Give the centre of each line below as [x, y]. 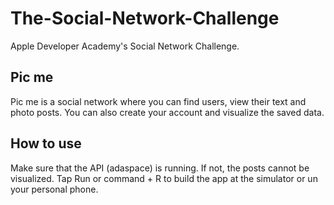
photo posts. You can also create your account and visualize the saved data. [167, 112]
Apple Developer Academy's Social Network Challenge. [125, 46]
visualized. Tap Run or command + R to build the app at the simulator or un [164, 178]
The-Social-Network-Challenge [145, 18]
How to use [46, 143]
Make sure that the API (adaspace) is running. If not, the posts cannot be [160, 168]
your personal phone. [54, 189]
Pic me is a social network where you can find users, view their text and [158, 101]
